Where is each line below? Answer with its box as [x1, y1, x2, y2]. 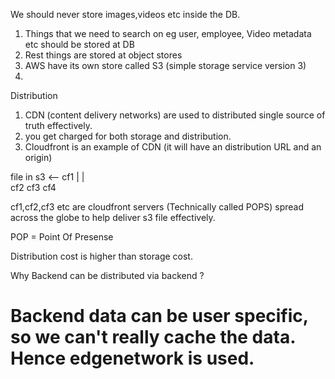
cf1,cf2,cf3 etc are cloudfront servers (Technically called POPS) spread [10, 201, 304, 213]
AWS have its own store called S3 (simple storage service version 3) [24, 60, 307, 71]
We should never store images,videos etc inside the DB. [10, 9, 241, 20]
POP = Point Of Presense [10, 231, 114, 243]
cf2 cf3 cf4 [10, 182, 57, 193]
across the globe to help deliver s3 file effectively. [10, 212, 216, 223]
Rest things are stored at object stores [24, 49, 183, 61]
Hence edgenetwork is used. [10, 347, 255, 370]
